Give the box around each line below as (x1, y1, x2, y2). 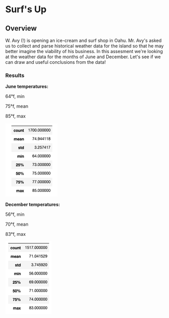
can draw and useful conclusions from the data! (5, 59, 106, 65)
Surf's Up (5, 4, 47, 15)
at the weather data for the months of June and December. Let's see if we (5, 54, 161, 60)
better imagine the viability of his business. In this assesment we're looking (5, 48, 163, 54)
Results (5, 71, 25, 79)
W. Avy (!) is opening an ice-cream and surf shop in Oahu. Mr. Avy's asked (5, 37, 162, 43)
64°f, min (5, 93, 25, 100)
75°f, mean (5, 103, 29, 109)
